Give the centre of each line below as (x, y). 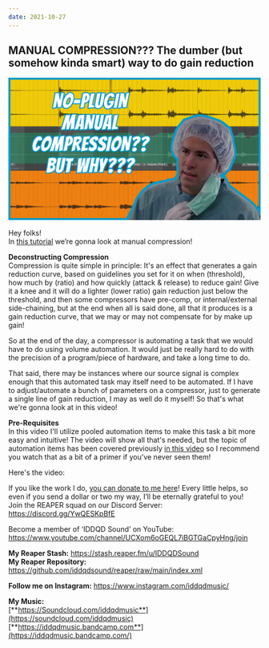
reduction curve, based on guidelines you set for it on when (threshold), (127, 273)
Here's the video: (37, 472)
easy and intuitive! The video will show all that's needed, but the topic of (128, 439)
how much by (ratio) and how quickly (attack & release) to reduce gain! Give (134, 282)
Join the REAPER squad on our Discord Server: (85, 504)
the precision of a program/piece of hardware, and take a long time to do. (129, 358)
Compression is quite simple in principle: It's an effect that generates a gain (133, 265)
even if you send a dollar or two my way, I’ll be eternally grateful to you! (126, 496)
